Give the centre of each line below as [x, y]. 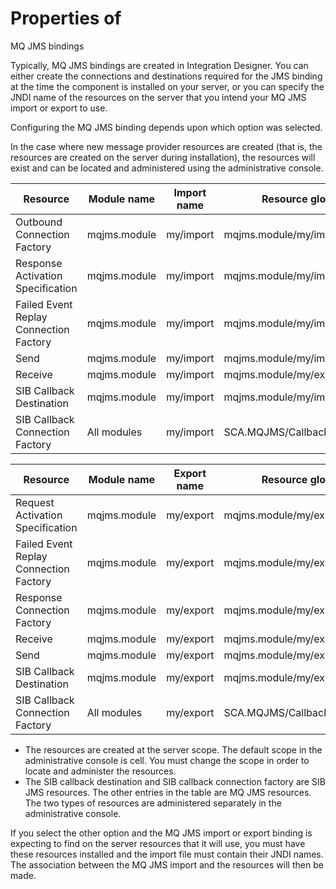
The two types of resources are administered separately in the [153, 803]
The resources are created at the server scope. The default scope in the [173, 749]
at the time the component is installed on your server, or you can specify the [167, 86]
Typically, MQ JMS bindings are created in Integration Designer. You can [159, 65]
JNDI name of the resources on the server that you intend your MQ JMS [158, 97]
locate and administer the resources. [100, 771]
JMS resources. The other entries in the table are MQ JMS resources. [168, 792]
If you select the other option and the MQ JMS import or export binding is [161, 833]
